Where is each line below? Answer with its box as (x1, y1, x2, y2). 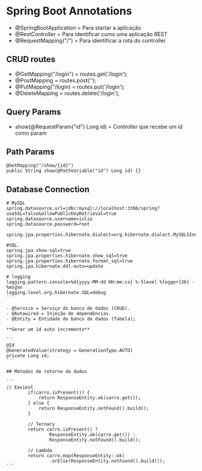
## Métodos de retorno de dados (6, 369, 87, 375)
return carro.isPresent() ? (28, 426, 98, 433)
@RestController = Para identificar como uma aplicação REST (14, 30, 168, 37)
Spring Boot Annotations (6, 4, 132, 18)
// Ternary (28, 421, 55, 428)
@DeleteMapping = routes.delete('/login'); (14, 89, 120, 97)
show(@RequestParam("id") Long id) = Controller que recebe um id (14, 123, 183, 130)
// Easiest (6, 384, 34, 390)
